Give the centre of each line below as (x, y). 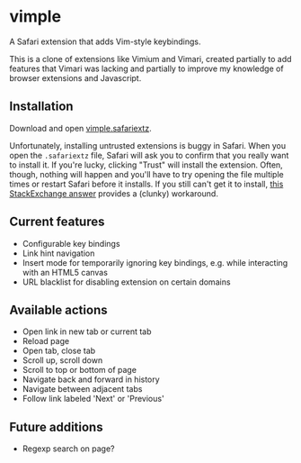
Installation (41, 107)
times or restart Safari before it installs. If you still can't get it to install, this (146, 184)
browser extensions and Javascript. (75, 77)
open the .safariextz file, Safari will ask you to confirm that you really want (149, 155)
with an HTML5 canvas (65, 272)
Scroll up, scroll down (62, 360)
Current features (57, 222)
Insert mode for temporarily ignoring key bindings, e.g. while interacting (155, 262)
